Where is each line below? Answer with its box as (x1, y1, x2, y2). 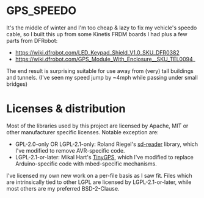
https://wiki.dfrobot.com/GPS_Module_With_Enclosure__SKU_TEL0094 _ (15, 55, 195, 63)
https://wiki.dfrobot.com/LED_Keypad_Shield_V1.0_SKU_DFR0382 (15, 48, 180, 56)
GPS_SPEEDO (6, 4, 77, 18)
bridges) (6, 80, 28, 88)
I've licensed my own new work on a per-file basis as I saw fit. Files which (6, 172, 192, 179)
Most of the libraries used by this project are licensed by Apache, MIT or (6, 122, 189, 129)
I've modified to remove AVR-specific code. (15, 147, 125, 154)
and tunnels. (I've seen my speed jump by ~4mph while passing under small (6, 74, 199, 81)
